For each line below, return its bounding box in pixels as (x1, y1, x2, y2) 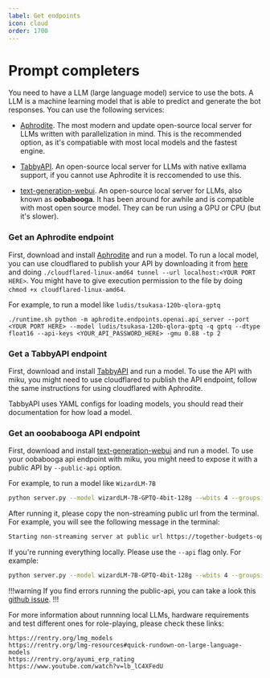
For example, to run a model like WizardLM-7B (8, 479, 157, 488)
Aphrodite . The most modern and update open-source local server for (19, 121, 252, 130)
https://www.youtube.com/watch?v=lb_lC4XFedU (8, 662, 163, 670)
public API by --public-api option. (8, 463, 123, 473)
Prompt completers (8, 61, 140, 80)
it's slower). (19, 212, 59, 221)
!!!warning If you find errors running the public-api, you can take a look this (8, 586, 256, 595)
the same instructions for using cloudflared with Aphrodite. (8, 383, 203, 392)
